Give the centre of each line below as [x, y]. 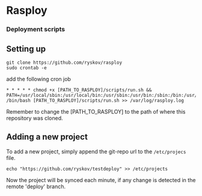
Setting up [26, 49]
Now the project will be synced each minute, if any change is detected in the [101, 180]
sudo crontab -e [26, 68]
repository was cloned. [35, 118]
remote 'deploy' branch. [36, 186]
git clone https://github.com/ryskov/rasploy [64, 63]
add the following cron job [38, 79]
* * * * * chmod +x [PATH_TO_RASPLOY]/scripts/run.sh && [79, 90]
